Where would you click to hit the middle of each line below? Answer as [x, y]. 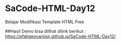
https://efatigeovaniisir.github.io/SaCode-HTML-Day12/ [60, 36]
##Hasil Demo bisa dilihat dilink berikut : [46, 31]
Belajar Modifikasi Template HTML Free [45, 22]
